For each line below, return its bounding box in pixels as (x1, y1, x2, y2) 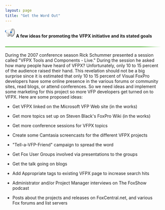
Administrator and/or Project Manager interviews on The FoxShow (12, 180, 147, 186)
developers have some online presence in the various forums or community (5, 78, 159, 84)
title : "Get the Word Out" (5, 13, 61, 18)
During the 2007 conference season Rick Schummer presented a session (5, 52, 154, 58)
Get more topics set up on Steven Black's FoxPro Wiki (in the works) (12, 113, 151, 119)
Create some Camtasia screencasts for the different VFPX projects (12, 132, 148, 138)
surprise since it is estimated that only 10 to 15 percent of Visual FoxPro (5, 73, 150, 79)
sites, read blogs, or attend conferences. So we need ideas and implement (5, 83, 156, 89)
